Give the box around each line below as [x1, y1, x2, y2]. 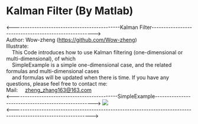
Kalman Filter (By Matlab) [6, 4, 134, 18]
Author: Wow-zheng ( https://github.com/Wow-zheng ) [6, 36, 137, 43]
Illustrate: [6, 43, 29, 50]
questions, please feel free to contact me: [6, 80, 108, 87]
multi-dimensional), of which [6, 55, 76, 62]
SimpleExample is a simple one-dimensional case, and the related [11, 61, 172, 68]
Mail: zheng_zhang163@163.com [6, 86, 92, 93]
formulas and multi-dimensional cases [6, 67, 99, 74]
